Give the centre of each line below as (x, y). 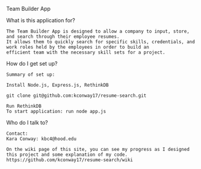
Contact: (17, 134)
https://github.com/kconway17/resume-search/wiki (70, 160)
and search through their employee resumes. (63, 37)
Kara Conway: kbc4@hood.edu (42, 139)
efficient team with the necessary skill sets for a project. (86, 52)
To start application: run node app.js (56, 111)
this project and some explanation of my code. (67, 155)
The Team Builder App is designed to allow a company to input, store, (98, 31)
